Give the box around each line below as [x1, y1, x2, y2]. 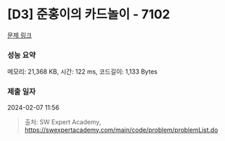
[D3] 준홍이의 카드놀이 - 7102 [7, 6, 170, 22]
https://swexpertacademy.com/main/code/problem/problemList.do [24, 126, 219, 134]
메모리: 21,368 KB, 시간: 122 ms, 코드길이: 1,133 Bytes [7, 67, 158, 76]
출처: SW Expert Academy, [24, 117, 101, 126]
